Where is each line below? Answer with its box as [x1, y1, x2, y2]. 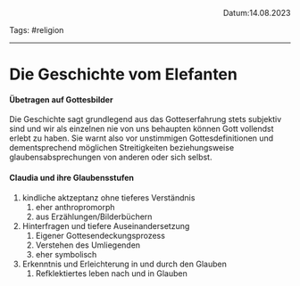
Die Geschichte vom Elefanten [9, 64, 238, 85]
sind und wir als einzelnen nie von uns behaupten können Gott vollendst [9, 124, 274, 135]
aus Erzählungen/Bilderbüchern [35, 211, 153, 222]
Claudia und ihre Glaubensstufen [9, 172, 135, 183]
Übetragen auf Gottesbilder [9, 94, 113, 105]
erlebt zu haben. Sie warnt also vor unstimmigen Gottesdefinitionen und [9, 133, 274, 143]
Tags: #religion [9, 25, 64, 35]
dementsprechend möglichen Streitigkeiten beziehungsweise [9, 143, 235, 153]
